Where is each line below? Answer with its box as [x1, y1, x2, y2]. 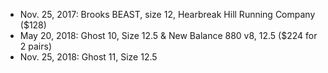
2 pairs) [19, 40, 52, 52]
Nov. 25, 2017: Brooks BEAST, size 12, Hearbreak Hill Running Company [19, 9, 316, 20]
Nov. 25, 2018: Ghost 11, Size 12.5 [19, 51, 158, 63]
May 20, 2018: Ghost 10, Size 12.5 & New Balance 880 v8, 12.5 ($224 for [19, 30, 318, 41]
